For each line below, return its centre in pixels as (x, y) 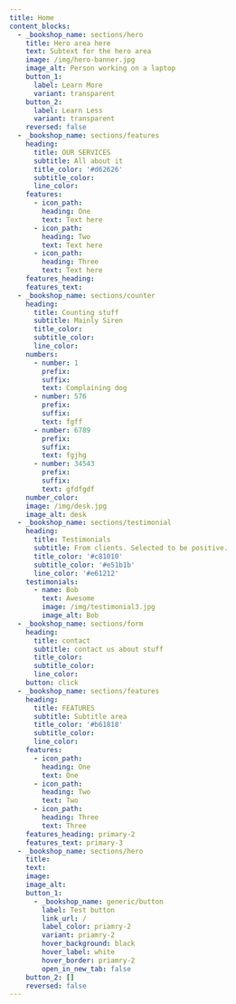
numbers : (42, 354)
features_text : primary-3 (75, 843)
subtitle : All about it (78, 161)
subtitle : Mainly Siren (78, 321)
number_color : (52, 497)
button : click (52, 683)
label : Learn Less (68, 110)
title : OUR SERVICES (72, 152)
